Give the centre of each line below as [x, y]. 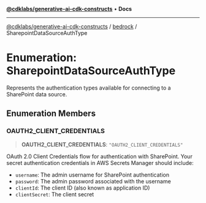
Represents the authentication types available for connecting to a [89, 88]
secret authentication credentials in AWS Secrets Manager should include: [100, 163]
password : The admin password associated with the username [93, 181]
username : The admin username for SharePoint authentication [92, 175]
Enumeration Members [51, 114]
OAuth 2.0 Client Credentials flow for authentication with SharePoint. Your [100, 156]
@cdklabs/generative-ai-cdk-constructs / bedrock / [72, 26]
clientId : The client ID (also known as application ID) [82, 188]
